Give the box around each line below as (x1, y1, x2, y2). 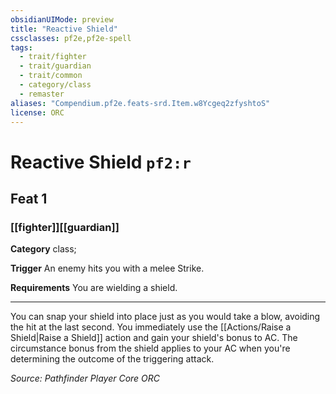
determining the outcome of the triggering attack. (10, 353, 215, 365)
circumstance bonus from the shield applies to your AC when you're (10, 342, 291, 355)
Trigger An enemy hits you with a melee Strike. (10, 262, 205, 275)
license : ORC (10, 107, 65, 118)
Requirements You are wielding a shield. (10, 282, 178, 294)
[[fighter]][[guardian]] (10, 220, 120, 234)
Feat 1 (10, 190, 48, 207)
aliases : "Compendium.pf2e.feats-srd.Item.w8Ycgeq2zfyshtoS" (10, 98, 271, 108)
